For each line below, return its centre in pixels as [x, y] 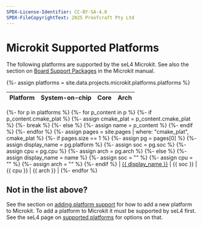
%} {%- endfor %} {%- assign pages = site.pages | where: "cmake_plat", [98, 132]
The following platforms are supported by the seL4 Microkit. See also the [98, 65]
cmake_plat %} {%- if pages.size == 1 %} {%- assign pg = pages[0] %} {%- [101, 138]
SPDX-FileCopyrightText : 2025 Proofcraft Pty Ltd [71, 18]
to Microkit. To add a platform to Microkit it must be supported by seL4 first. [101, 211]
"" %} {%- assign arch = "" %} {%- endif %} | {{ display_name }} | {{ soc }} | [102, 164]
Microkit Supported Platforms [83, 48]
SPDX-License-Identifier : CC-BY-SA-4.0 [57, 12]
